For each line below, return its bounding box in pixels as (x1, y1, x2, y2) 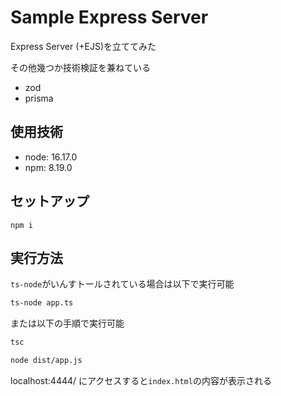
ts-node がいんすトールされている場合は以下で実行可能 (10, 278, 235, 290)
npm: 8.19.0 (24, 161, 73, 173)
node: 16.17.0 (24, 151, 78, 163)
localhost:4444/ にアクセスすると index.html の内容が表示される (10, 375, 272, 386)
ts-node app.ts (10, 298, 74, 308)
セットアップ (10, 193, 90, 210)
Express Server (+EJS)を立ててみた (10, 40, 157, 52)
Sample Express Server (10, 6, 209, 29)
